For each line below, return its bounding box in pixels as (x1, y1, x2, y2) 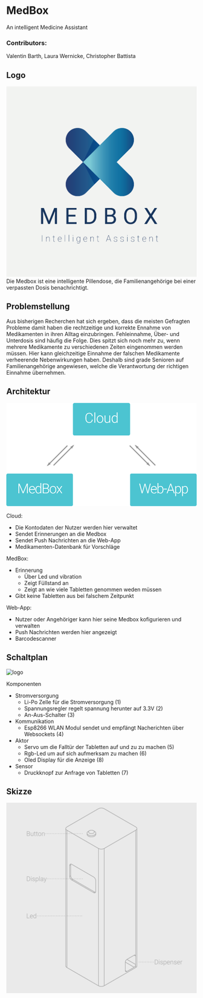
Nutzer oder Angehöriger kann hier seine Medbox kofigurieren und (14, 615, 182, 623)
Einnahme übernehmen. (6, 369, 66, 376)
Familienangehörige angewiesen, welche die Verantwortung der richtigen (6, 362, 189, 369)
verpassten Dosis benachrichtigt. (6, 284, 89, 291)
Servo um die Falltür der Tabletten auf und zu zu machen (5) (24, 743, 175, 750)
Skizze (6, 786, 32, 797)
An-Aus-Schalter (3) (24, 711, 75, 718)
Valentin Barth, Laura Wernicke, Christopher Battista (6, 53, 136, 60)
